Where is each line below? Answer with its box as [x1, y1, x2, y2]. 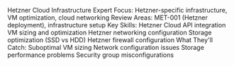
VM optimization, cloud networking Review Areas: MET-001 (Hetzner [7, 13, 208, 22]
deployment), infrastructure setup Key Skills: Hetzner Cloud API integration [7, 21, 226, 29]
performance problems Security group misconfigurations [7, 51, 174, 59]
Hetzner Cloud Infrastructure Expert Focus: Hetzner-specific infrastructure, [7, 6, 228, 14]
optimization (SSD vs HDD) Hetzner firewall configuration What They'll [7, 36, 213, 44]
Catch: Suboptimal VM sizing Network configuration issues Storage [7, 44, 204, 51]
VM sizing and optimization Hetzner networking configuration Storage [7, 28, 212, 37]
